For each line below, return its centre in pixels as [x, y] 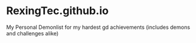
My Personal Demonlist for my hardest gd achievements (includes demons [98, 27]
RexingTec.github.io [58, 11]
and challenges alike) [32, 33]
